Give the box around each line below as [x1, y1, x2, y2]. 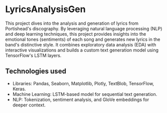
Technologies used [5, 67, 66, 76]
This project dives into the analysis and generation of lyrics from [5, 20, 139, 26]
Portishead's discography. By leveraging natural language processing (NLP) [5, 25, 162, 31]
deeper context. [12, 102, 46, 108]
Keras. [12, 86, 26, 92]
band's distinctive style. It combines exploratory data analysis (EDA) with [5, 41, 156, 47]
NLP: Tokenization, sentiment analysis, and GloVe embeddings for [12, 96, 149, 102]
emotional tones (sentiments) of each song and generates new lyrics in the [5, 36, 160, 42]
